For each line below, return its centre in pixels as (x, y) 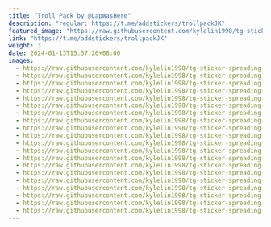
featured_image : (35, 31)
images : (21, 61)
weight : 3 (25, 46)
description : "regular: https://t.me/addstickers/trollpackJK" (117, 23)
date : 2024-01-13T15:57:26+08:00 (65, 53)
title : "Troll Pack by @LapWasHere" (70, 16)
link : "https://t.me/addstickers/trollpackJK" (88, 38)
